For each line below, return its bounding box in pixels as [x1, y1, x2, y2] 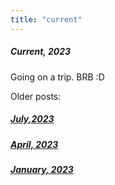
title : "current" [10, 14, 83, 25]
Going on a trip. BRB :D [10, 71, 105, 83]
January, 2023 [10, 163, 74, 175]
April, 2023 [10, 138, 59, 150]
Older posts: [10, 90, 62, 102]
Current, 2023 [10, 46, 72, 58]
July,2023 [10, 113, 55, 125]
